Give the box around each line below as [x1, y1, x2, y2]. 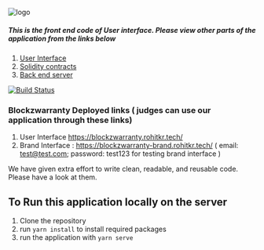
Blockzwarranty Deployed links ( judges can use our [8, 104, 211, 115]
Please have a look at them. [8, 172, 97, 182]
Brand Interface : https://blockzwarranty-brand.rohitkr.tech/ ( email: [19, 141, 239, 150]
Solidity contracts [19, 61, 77, 71]
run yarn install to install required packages [19, 224, 167, 234]
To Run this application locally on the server [8, 195, 228, 208]
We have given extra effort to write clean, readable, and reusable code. [8, 165, 238, 174]
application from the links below [8, 34, 116, 43]
